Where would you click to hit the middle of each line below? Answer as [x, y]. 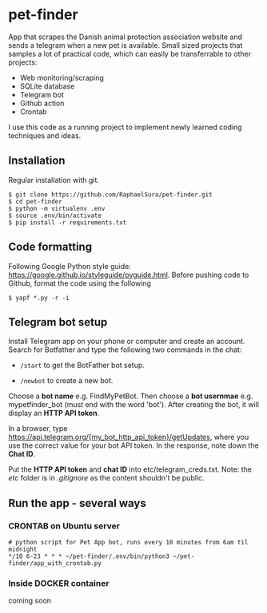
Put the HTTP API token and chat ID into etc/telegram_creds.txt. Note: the [130, 469]
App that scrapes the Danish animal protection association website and [125, 37]
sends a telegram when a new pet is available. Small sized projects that [126, 45]
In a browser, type [38, 429]
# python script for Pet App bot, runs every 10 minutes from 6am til [128, 543]
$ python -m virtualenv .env [57, 208]
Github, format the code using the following [80, 283]
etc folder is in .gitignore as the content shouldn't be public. [107, 478]
